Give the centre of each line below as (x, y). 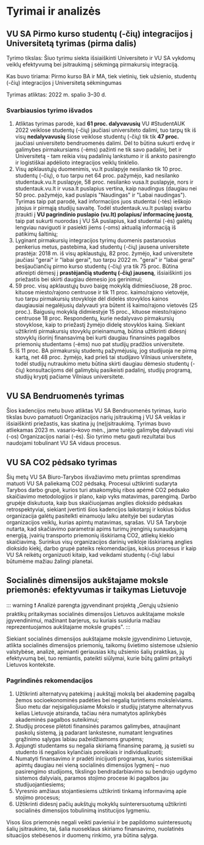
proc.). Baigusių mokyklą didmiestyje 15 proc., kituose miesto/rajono (101, 312)
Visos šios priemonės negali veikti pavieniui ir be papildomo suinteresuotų (99, 822)
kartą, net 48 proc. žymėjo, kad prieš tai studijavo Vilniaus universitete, (104, 357)
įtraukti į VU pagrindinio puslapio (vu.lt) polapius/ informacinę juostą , (104, 214)
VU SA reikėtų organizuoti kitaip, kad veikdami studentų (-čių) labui (90, 554)
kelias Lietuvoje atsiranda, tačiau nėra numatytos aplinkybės (91, 713)
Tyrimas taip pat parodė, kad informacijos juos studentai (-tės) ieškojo (103, 201)
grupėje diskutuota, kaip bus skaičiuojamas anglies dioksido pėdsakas (94, 502)
